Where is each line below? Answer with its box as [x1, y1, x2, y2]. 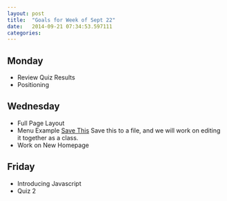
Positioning [17, 81, 50, 89]
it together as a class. [17, 133, 79, 142]
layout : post [7, 10, 45, 17]
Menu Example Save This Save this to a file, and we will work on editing [17, 126, 221, 135]
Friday [7, 161, 35, 173]
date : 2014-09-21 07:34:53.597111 [7, 23, 112, 30]
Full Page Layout [17, 119, 65, 127]
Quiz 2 [17, 186, 37, 195]
